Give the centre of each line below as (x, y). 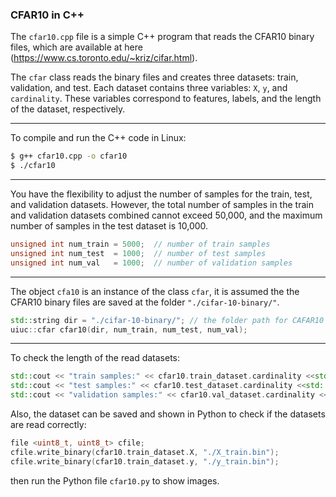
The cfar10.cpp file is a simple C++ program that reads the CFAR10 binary (162, 37)
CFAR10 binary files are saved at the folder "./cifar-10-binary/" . (145, 302)
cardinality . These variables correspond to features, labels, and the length (166, 99)
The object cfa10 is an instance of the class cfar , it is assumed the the (155, 291)
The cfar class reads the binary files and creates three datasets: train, (154, 77)
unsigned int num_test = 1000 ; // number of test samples (138, 253)
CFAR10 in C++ (47, 15)
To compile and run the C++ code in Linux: (98, 138)
